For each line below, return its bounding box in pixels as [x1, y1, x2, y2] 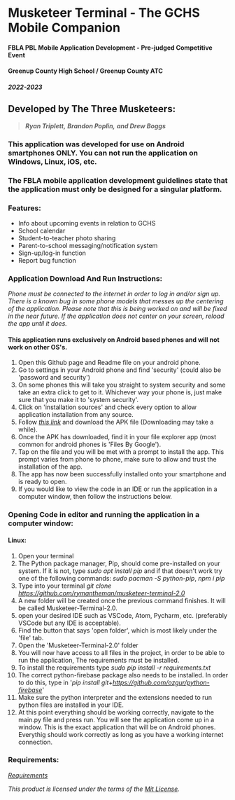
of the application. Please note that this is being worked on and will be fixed [8, 305, 227, 313]
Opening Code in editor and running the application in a [8, 510, 200, 520]
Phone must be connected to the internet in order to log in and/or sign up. [8, 289, 221, 298]
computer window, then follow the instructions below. [17, 492, 172, 501]
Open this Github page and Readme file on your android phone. [17, 359, 201, 367]
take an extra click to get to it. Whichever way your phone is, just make [17, 388, 222, 396]
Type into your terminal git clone [17, 581, 112, 590]
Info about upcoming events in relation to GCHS [17, 219, 156, 227]
